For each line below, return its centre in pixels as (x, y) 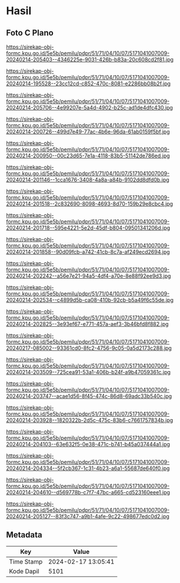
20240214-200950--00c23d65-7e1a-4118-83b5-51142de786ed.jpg (88, 156)
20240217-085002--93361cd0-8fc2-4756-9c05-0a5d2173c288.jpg (89, 348)
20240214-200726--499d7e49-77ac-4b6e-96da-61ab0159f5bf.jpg (88, 132)
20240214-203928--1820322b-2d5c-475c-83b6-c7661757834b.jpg (90, 420)
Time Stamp (26, 562)
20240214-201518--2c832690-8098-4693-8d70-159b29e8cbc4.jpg (89, 204)
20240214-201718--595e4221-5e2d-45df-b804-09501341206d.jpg (88, 228)
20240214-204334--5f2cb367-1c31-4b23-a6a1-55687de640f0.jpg (88, 468)
